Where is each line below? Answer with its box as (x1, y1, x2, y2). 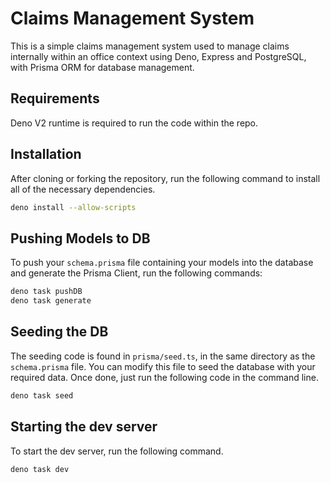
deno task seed (10, 390, 74, 401)
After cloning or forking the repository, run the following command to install (10, 172, 321, 184)
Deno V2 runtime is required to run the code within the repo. (10, 117, 259, 129)
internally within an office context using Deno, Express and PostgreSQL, (10, 50, 307, 62)
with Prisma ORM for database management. (10, 61, 195, 73)
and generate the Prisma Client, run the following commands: (10, 267, 263, 279)
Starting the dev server (10, 418, 158, 436)
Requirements (10, 90, 100, 107)
